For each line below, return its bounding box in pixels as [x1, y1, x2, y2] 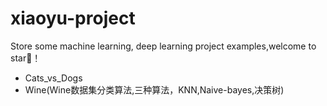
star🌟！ [10, 52, 42, 64]
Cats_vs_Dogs [24, 72, 83, 84]
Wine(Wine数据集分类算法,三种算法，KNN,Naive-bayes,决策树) [24, 83, 285, 96]
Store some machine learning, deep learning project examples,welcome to [10, 40, 317, 52]
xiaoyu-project [10, 7, 136, 30]
